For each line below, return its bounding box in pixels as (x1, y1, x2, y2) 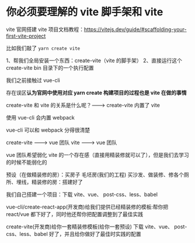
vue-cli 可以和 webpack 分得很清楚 (6, 126, 90, 134)
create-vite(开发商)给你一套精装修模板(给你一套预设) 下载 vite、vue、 (6, 223, 173, 230)
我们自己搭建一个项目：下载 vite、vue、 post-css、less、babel (6, 191, 158, 198)
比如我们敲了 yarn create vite (6, 45, 81, 52)
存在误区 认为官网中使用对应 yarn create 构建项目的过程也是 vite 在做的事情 (6, 89, 187, 96)
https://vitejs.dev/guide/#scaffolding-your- (83, 26, 187, 33)
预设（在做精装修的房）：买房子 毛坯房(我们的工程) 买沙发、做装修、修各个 (6, 171, 184, 178)
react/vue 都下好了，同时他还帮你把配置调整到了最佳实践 (6, 210, 144, 217)
